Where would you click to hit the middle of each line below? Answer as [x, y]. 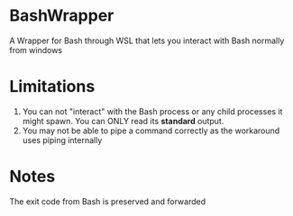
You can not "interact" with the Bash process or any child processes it [152, 111]
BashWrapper [62, 16]
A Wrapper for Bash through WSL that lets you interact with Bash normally [147, 40]
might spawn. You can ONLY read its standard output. [123, 121]
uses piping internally [62, 139]
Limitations [52, 87]
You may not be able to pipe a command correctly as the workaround [151, 130]
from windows [36, 49]
